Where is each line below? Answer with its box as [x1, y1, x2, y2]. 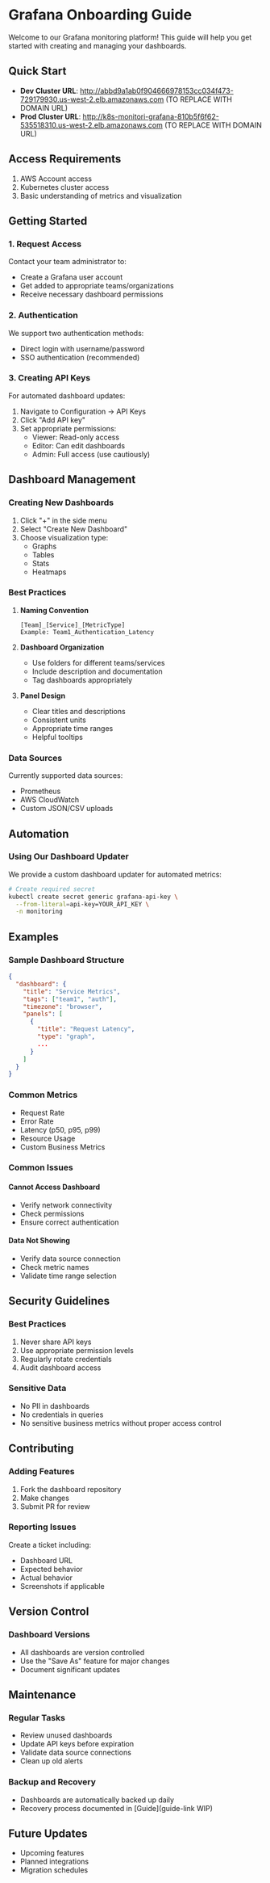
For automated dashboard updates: [8, 390, 126, 401]
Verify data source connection [19, 1254, 121, 1263]
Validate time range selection [19, 1271, 117, 1280]
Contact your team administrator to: [8, 257, 127, 267]
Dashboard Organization [19, 642, 105, 652]
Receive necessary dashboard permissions [19, 289, 164, 300]
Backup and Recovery [8, 1776, 97, 1788]
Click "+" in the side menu [19, 515, 107, 525]
